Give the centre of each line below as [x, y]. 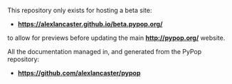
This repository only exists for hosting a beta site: [80, 10]
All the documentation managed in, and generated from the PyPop [105, 52]
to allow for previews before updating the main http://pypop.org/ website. [116, 38]
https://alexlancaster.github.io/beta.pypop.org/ [90, 24]
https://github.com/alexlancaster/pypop [79, 73]
